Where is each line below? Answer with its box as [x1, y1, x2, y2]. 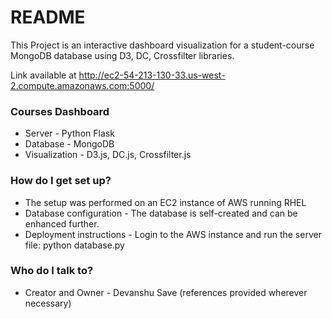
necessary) [24, 297, 72, 309]
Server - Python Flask [24, 127, 115, 140]
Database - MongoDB [24, 138, 115, 150]
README [10, 6, 86, 29]
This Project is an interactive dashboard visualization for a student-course [10, 39, 315, 51]
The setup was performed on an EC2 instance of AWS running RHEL [24, 196, 307, 208]
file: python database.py [24, 239, 125, 251]
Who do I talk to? [10, 264, 94, 278]
